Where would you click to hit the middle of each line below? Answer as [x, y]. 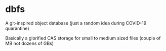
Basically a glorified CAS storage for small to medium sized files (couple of [83, 38]
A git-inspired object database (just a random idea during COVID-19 [76, 23]
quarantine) [17, 28]
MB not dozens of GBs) [30, 43]
